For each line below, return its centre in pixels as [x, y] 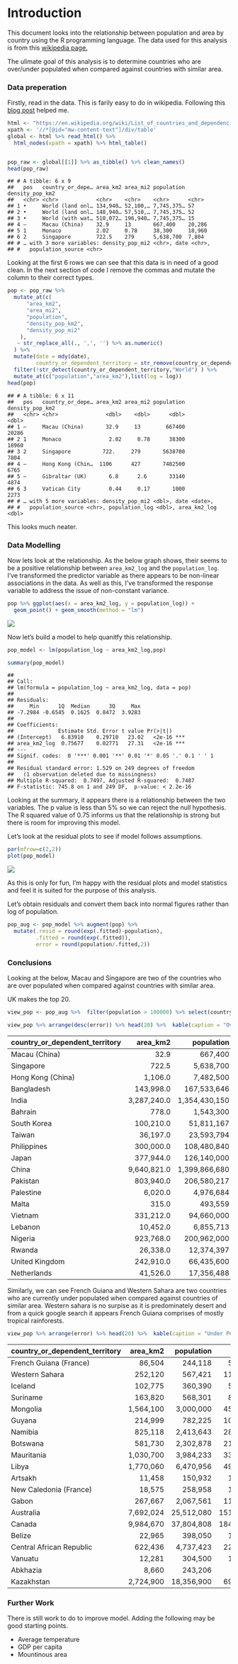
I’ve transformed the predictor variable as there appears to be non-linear [113, 575]
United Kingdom [38, 1261]
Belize [21, 1535]
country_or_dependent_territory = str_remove [104, 363]
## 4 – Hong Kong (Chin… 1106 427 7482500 [96, 464]
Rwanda [24, 1250]
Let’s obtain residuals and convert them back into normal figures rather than [118, 904]
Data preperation [37, 87]
